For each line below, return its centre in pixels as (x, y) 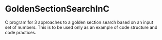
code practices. (21, 32)
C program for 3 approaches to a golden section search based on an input (79, 22)
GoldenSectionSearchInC (57, 9)
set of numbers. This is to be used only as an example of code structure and (81, 27)
